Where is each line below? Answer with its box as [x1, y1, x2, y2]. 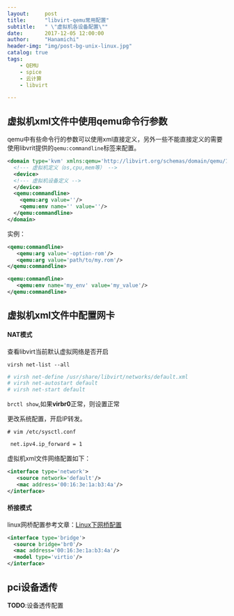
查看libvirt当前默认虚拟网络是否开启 [7, 347, 109, 356]
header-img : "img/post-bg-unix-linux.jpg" [7, 43, 132, 50]
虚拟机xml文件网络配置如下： [7, 454, 91, 463]
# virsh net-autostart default [7, 380, 98, 387]
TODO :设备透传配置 [7, 601, 64, 609]
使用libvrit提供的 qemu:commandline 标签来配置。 [7, 144, 141, 152]
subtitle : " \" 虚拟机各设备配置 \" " [7, 23, 109, 30]
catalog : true [7, 50, 49, 57]
